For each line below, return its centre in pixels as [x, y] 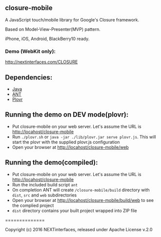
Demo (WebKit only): [30, 51]
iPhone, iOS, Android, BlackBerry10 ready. [47, 39]
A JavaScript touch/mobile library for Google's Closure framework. [72, 20]
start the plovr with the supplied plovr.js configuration [66, 142]
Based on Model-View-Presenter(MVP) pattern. [53, 29]
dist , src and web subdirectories [44, 195]
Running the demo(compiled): [51, 163]
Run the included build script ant [45, 184]
